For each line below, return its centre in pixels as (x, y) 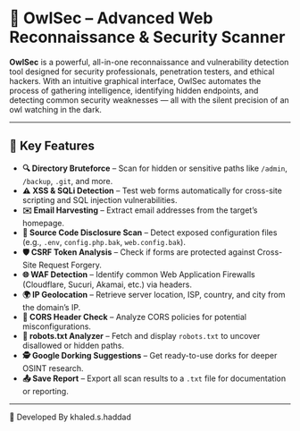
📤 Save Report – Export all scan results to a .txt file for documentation (154, 378)
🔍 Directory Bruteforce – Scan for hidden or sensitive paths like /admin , (154, 168)
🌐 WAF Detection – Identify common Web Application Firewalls (139, 274)
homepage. (43, 223)
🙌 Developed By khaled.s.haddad (70, 417)
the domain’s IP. (51, 307)
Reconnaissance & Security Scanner (147, 37)
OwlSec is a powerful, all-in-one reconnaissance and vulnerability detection (149, 62)
